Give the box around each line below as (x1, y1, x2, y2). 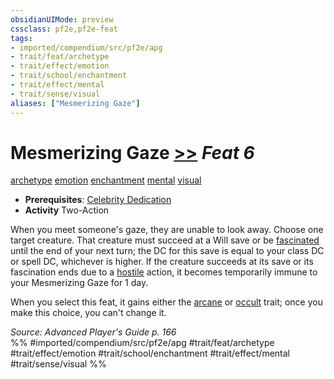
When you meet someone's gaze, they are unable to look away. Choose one (10, 224, 324, 236)
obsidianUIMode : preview (10, 14, 114, 25)
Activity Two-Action (24, 204, 110, 216)
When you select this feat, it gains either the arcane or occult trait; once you (10, 296, 323, 308)
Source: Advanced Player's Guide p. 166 (10, 326, 177, 338)
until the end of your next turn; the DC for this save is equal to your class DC (10, 245, 325, 257)
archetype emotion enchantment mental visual (10, 174, 202, 186)
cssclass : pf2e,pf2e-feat (10, 24, 118, 34)
